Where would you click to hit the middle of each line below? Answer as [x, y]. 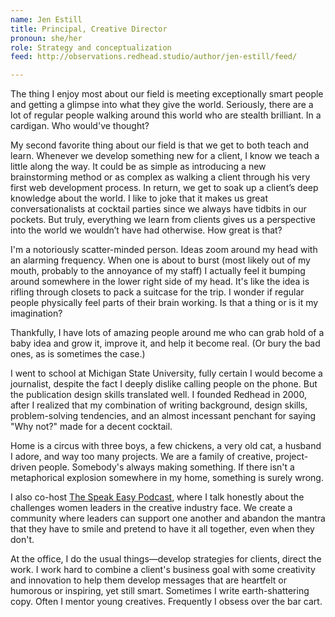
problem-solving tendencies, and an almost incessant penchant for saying [163, 416]
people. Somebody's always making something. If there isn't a [166, 467]
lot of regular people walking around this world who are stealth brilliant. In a [166, 115]
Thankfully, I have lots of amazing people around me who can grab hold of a [167, 333]
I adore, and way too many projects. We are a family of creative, [141, 457]
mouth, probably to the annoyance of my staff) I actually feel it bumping [158, 271]
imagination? [36, 313]
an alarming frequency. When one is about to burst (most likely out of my [160, 260]
